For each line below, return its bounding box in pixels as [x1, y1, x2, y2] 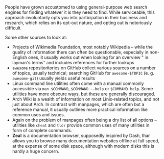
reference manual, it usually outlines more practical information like [12, 106, 148, 112]
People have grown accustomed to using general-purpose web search [5, 4, 148, 10]
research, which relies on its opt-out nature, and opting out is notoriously [5, 20, 152, 26]
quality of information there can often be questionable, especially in [12, 49, 149, 55]
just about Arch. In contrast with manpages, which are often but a [12, 102, 144, 107]
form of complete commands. [12, 128, 72, 133]
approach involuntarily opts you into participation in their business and [5, 15, 147, 20]
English [12, 54, 27, 60]
